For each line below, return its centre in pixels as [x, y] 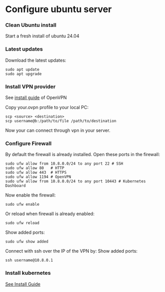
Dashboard [16, 186]
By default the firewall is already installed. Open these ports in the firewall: [83, 155]
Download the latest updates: [36, 60]
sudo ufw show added [27, 242]
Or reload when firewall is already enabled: [50, 214]
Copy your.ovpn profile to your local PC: [47, 108]
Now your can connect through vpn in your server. [58, 130]
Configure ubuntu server [59, 9]
